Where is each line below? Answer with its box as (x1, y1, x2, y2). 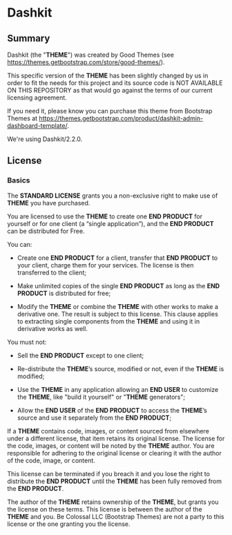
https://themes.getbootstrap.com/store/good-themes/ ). (7, 58, 165, 66)
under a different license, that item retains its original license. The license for (7, 434, 225, 442)
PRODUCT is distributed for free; (17, 289, 111, 297)
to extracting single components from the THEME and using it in (17, 317, 200, 326)
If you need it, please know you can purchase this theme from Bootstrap (7, 107, 213, 115)
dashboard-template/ (7, 122, 68, 129)
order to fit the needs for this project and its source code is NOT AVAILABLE (7, 79, 223, 87)
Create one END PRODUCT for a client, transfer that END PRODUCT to (17, 254, 218, 262)
